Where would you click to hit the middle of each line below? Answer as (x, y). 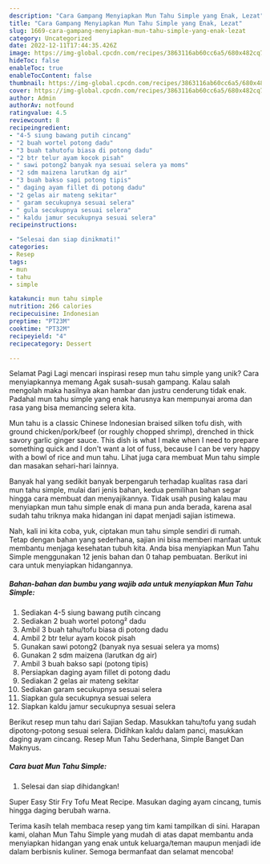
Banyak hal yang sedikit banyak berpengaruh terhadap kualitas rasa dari (128, 481)
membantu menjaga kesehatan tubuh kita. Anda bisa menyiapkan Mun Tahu (134, 548)
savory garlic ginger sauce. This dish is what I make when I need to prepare (134, 440)
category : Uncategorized (50, 38)
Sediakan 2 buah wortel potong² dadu (83, 621)
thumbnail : (27, 83)
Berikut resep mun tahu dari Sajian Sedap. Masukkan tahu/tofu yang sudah (133, 722)
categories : (29, 247)
